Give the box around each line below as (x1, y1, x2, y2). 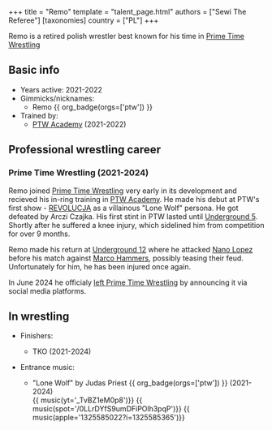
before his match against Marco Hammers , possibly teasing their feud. (8, 253, 244, 263)
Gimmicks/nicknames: (19, 93, 95, 103)
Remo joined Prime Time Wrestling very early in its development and (8, 186, 237, 196)
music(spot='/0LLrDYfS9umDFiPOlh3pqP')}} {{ (32, 404, 191, 414)
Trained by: (19, 110, 58, 120)
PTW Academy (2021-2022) (32, 119, 127, 129)
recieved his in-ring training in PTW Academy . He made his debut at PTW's (8, 194, 260, 204)
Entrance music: (19, 363, 75, 372)
